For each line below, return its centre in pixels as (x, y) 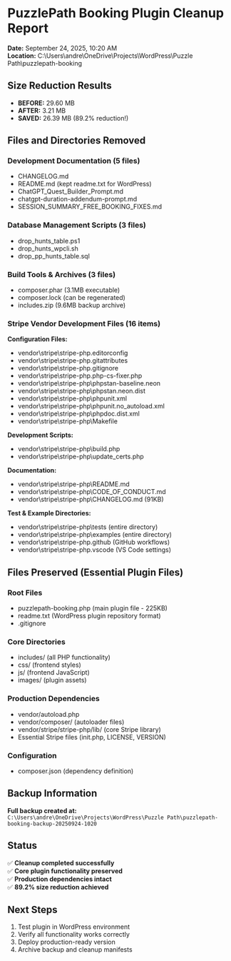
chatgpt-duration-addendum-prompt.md (77, 199)
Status (22, 846)
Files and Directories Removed (77, 141)
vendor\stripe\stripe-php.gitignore (68, 368)
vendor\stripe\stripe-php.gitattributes (73, 361)
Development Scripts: (40, 435)
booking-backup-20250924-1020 (52, 824)
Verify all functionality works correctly (74, 935)
